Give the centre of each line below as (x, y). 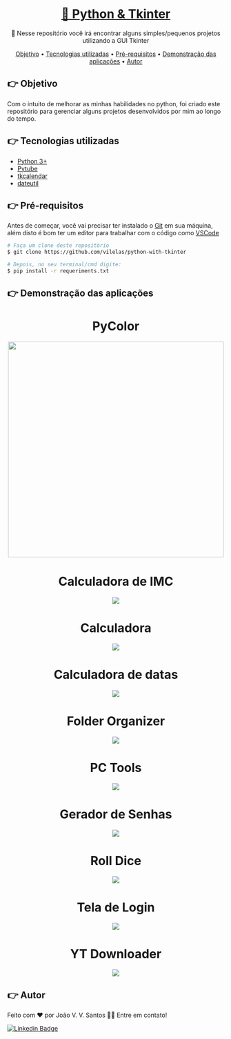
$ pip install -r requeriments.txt (58, 271)
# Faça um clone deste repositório (58, 246)
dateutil (28, 183)
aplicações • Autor (116, 61)
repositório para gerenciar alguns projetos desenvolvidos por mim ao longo (114, 111)
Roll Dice (116, 861)
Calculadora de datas (116, 675)
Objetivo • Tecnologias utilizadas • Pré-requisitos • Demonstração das (116, 54)
